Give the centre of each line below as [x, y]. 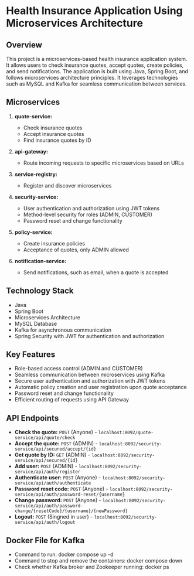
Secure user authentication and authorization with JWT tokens [90, 381]
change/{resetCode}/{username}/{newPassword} [71, 511]
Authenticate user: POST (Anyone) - [58, 478]
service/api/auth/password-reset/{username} [70, 495]
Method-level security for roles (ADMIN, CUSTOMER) [88, 214]
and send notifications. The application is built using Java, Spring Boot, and [97, 71]
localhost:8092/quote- [126, 433]
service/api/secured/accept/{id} [55, 449]
